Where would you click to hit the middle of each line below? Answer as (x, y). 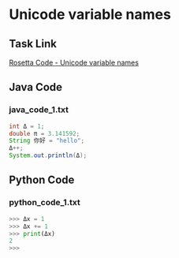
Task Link (33, 44)
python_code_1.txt (45, 203)
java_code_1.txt (39, 110)
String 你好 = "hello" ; (47, 141)
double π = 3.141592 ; (45, 133)
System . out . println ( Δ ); (48, 155)
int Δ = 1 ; (27, 126)
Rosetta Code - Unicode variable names (74, 62)
